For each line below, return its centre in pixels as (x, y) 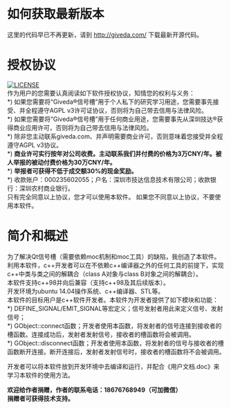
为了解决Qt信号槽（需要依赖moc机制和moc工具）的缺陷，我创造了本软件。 (114, 256)
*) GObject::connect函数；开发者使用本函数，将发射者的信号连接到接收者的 (114, 325)
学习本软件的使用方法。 (40, 375)
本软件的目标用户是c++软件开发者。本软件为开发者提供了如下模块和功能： (113, 300)
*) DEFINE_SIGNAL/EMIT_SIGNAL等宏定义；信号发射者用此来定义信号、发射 (115, 308)
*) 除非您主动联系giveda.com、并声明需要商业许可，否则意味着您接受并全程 (115, 136)
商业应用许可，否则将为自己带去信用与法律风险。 (83, 127)
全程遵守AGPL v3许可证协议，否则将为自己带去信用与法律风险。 (116, 110)
